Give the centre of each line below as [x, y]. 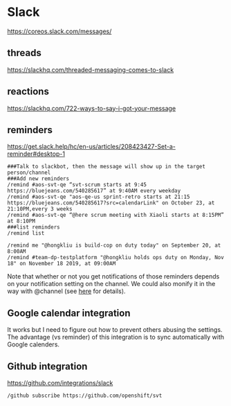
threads [24, 53]
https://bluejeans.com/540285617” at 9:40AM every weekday [94, 191]
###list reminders [34, 227]
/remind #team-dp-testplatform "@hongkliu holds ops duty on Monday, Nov [116, 258]
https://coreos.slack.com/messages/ [59, 31]
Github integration [47, 366]
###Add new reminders [38, 179]
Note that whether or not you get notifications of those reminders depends [113, 276]
